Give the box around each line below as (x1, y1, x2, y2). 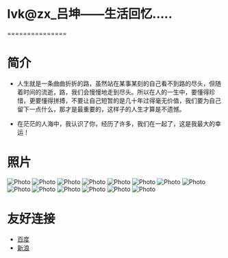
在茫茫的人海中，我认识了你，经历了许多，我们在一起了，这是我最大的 (16, 119, 216, 127)
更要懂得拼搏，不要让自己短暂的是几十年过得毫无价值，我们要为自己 (29, 96, 221, 105)
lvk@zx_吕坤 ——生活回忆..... (7, 6, 173, 22)
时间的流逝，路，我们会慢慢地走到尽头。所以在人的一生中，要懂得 (23, 88, 210, 96)
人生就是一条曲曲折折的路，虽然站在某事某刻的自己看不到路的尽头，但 (16, 79, 216, 88)
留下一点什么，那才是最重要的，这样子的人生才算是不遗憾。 (16, 105, 186, 113)
